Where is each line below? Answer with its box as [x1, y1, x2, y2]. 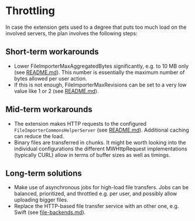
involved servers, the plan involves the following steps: [5, 29, 138, 36]
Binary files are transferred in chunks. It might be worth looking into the [13, 139, 186, 146]
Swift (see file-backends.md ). [13, 209, 86, 216]
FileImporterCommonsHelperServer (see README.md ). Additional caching [13, 126, 190, 133]
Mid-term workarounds [5, 105, 93, 115]
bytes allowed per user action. [13, 75, 87, 82]
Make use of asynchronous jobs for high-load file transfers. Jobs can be [13, 184, 189, 191]
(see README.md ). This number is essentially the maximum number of [13, 69, 185, 76]
